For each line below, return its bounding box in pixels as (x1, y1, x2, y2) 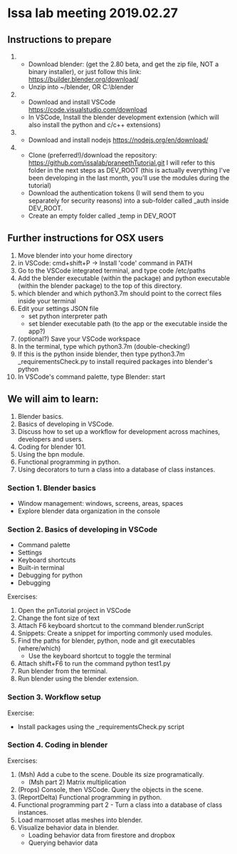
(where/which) (17, 644, 61, 653)
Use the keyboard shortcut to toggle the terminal (28, 651, 172, 661)
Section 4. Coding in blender (7, 740, 108, 750)
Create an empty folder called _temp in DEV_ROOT (28, 212, 177, 220)
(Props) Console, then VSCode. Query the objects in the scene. (17, 785, 204, 793)
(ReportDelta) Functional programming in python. (17, 793, 162, 801)
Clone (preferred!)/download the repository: (28, 151, 158, 159)
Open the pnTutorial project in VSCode (17, 606, 132, 615)
